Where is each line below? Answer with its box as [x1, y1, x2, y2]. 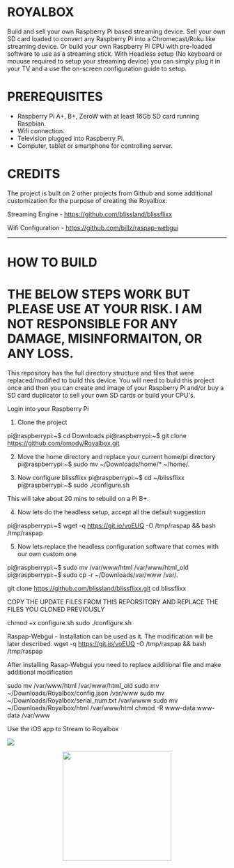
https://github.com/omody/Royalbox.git [7, 439, 120, 447]
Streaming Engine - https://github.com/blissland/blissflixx [7, 210, 173, 218]
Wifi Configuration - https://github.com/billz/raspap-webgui [7, 223, 179, 232]
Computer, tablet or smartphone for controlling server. [17, 141, 173, 150]
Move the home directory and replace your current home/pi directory [17, 452, 216, 461]
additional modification [7, 668, 73, 676]
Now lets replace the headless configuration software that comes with [17, 542, 219, 551]
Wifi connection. [17, 126, 65, 135]
